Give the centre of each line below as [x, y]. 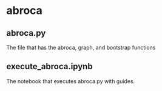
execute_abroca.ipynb [49, 66]
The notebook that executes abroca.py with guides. [71, 81]
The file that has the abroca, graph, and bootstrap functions [81, 47]
